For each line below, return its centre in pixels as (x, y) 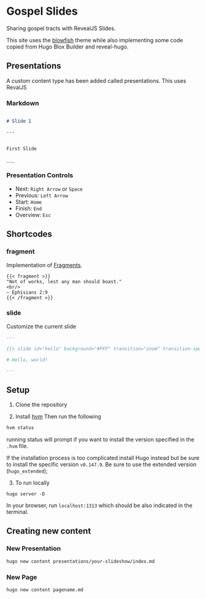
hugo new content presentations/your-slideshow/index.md (81, 561)
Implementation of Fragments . (44, 265)
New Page (22, 577)
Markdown (23, 103)
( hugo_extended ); (27, 471)
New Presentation (34, 549)
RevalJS (17, 87)
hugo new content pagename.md (45, 590)
